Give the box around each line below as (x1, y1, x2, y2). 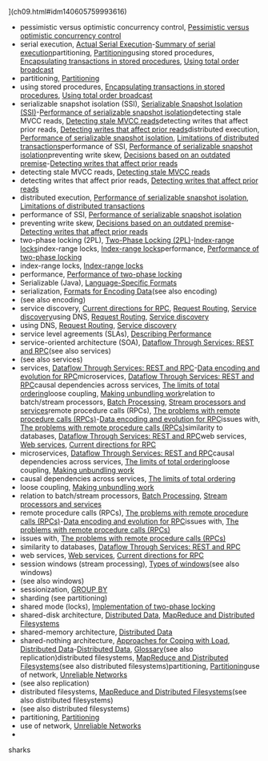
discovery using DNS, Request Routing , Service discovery (19, 312, 210, 322)
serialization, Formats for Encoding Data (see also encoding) (19, 286, 218, 296)
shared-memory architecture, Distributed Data (19, 627, 173, 637)
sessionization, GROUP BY (19, 585, 108, 594)
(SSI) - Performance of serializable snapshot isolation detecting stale (19, 107, 242, 117)
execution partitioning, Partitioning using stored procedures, (19, 48, 214, 57)
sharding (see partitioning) (19, 593, 108, 602)
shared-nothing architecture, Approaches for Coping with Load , (19, 636, 230, 645)
